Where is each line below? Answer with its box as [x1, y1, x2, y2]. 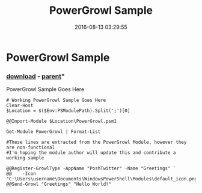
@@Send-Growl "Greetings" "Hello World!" [6, 181, 112, 188]
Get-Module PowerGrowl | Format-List [6, 129, 101, 135]
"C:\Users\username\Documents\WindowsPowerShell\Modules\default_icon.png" [6, 176, 200, 182]
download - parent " [6, 72, 65, 80]
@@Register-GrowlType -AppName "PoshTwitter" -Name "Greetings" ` [6, 165, 176, 171]
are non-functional [6, 144, 55, 150]
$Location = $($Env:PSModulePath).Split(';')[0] [6, 108, 130, 114]
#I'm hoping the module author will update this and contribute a [6, 150, 176, 156]
